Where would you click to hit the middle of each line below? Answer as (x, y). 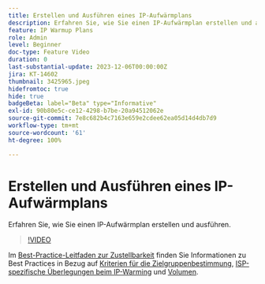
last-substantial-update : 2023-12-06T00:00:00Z (88, 67)
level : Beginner (35, 45)
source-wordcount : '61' (47, 133)
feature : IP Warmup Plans (50, 30)
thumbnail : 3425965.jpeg (49, 81)
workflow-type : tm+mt (44, 125)
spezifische (27, 272)
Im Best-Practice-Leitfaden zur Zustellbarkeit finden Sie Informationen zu (127, 255)
